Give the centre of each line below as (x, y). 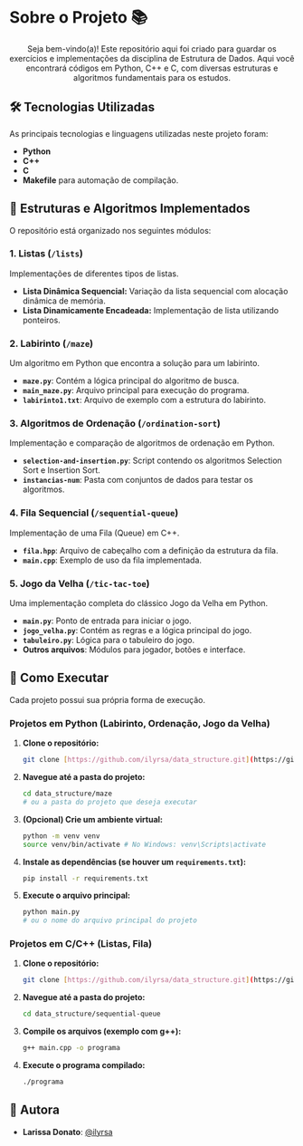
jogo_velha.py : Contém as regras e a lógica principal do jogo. (137, 631)
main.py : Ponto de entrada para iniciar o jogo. (107, 621)
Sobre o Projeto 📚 (79, 18)
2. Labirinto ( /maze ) (51, 343)
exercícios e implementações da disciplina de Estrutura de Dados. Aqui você (152, 58)
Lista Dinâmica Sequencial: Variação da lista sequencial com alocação (155, 291)
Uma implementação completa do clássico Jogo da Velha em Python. (139, 603)
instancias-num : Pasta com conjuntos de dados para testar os (137, 480)
